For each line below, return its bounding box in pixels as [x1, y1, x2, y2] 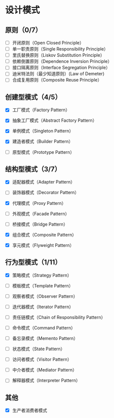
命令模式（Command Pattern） [12, 325, 76, 330]
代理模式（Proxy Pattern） [12, 200, 67, 206]
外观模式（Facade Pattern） [12, 211, 70, 217]
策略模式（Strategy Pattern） [12, 272, 72, 278]
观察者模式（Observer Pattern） [12, 293, 78, 299]
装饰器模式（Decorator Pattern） [12, 189, 79, 195]
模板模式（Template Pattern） [12, 282, 74, 288]
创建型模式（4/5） [5, 93, 62, 101]
